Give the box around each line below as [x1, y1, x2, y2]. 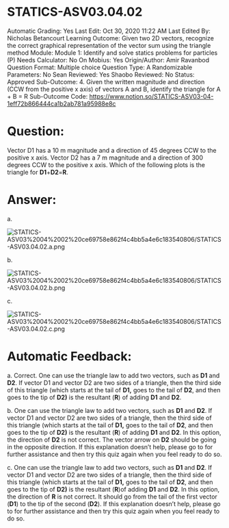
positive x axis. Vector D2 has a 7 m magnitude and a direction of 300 [7, 153, 204, 162]
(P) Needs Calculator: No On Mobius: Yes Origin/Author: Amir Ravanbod [7, 55, 210, 64]
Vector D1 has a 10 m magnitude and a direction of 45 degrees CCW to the [7, 146, 217, 154]
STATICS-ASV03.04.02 [7, 4, 143, 20]
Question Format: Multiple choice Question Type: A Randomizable [7, 63, 193, 71]
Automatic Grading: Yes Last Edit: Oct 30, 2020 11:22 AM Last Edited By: [7, 27, 211, 35]
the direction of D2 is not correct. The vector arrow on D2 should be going [7, 436, 217, 444]
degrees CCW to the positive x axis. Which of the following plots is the [7, 160, 205, 168]
